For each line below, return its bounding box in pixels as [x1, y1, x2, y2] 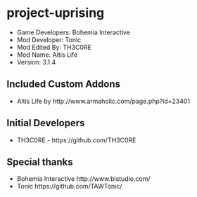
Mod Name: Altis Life [16, 50, 78, 59]
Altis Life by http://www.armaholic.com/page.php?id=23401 [16, 97, 191, 105]
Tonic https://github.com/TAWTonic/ [16, 182, 122, 191]
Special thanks [6, 156, 73, 168]
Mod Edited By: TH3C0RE [16, 43, 92, 51]
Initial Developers [6, 117, 85, 129]
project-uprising [6, 5, 105, 21]
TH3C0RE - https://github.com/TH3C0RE [16, 135, 136, 144]
